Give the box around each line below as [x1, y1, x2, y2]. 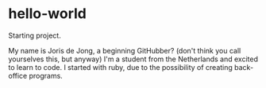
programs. [29, 71, 64, 80]
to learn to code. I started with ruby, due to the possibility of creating [8, 62, 233, 71]
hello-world [8, 5, 87, 23]
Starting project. [8, 31, 61, 40]
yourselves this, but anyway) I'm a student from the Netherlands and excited [8, 54, 258, 64]
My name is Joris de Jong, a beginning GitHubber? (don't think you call [8, 46, 241, 55]
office [8, 71, 28, 80]
